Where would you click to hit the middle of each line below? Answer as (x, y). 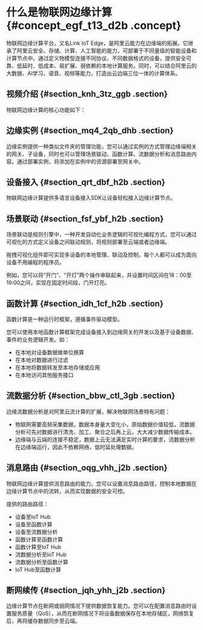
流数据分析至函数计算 (41, 562)
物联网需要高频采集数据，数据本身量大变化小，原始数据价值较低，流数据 (105, 424)
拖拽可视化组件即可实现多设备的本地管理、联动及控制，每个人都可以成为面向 (101, 255)
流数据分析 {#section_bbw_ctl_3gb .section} (91, 396)
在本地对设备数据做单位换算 (50, 352)
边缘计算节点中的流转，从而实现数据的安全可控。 (67, 491)
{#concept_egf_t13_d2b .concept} (94, 26)
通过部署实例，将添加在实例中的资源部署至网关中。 (80, 161)
